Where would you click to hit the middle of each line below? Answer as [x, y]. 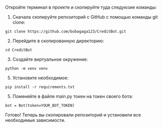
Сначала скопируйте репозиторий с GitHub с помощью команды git [85, 17]
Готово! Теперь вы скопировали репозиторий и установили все [73, 115]
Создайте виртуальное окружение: [50, 59]
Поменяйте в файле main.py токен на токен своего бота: [73, 96]
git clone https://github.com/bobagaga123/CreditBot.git [66, 32]
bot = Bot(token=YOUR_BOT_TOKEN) [40, 105]
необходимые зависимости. [35, 120]
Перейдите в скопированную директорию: [58, 41]
